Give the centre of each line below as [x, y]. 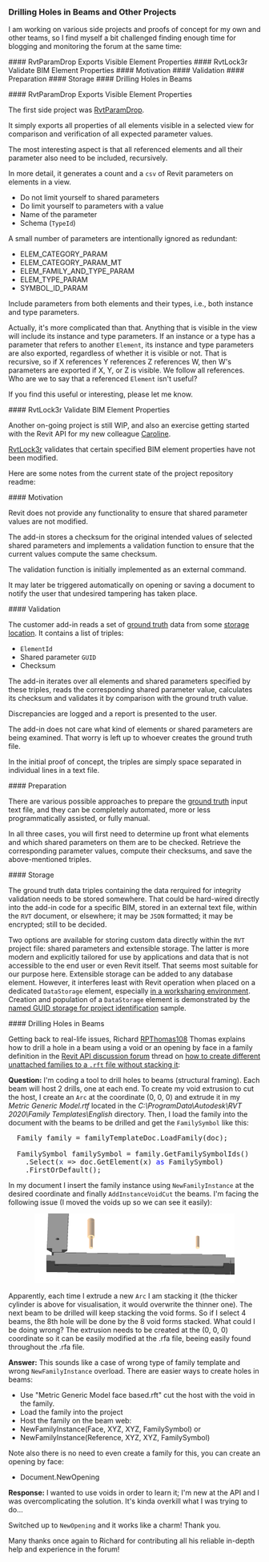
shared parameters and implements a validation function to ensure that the [131, 545]
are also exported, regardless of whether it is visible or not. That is [118, 353]
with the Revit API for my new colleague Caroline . [90, 434]
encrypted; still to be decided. [58, 924]
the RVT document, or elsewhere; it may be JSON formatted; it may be [121, 916]
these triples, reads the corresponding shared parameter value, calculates [130, 690]
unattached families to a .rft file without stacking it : [94, 1065]
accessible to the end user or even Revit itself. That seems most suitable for [133, 966]
